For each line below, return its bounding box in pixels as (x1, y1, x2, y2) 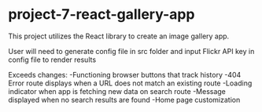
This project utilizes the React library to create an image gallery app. (8, 31, 230, 41)
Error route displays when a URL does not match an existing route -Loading (8, 78, 253, 88)
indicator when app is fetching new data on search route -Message (8, 86, 227, 96)
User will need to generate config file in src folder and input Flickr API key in (8, 46, 255, 56)
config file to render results (8, 55, 97, 64)
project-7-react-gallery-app (8, 5, 195, 23)
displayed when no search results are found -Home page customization (8, 95, 241, 104)
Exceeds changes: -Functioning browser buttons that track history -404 (8, 70, 242, 79)
